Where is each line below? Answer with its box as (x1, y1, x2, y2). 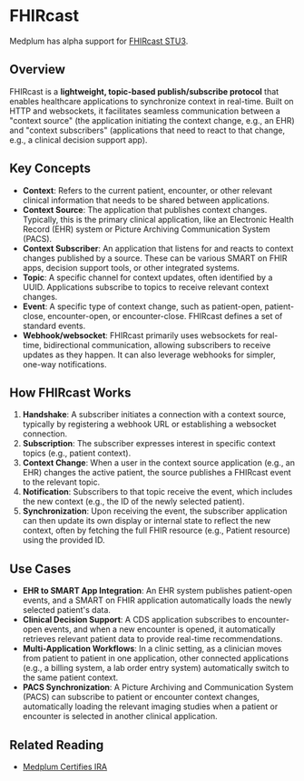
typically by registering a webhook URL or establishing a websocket (22, 419, 277, 430)
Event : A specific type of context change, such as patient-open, (22, 301, 263, 312)
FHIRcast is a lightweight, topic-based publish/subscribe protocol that (9, 85, 279, 96)
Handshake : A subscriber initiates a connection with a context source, (22, 409, 287, 420)
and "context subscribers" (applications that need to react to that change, (9, 125, 286, 135)
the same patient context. (22, 672, 119, 683)
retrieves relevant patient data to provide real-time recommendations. (22, 634, 283, 645)
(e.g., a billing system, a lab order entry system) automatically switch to (22, 663, 290, 674)
